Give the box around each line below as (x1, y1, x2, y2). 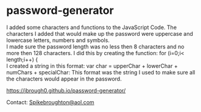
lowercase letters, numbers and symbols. (6, 36, 110, 44)
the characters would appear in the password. (6, 75, 122, 82)
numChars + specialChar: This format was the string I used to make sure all (6, 68, 196, 76)
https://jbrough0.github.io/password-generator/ (6, 87, 126, 94)
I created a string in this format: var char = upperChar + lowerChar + (6, 62, 178, 70)
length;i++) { (6, 56, 38, 63)
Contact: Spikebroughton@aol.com (6, 98, 94, 106)
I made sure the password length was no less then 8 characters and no (6, 43, 185, 50)
